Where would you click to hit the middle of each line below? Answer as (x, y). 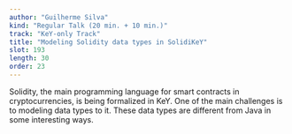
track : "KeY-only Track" (55, 33)
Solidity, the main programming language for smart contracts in (124, 91)
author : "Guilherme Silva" (59, 17)
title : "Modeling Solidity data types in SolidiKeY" (108, 42)
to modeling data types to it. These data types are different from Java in (140, 110)
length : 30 (29, 58)
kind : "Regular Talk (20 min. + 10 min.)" (88, 26)
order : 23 (27, 67)
